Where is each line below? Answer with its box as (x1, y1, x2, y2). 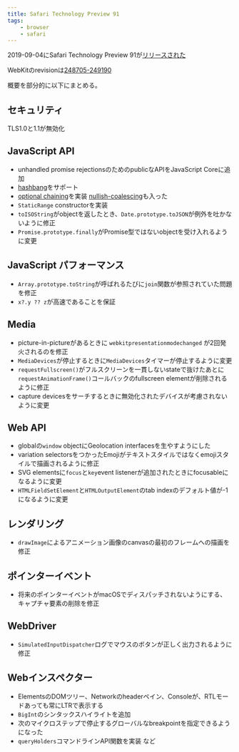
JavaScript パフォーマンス (7, 259, 125, 272)
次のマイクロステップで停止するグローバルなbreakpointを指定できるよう (17, 718, 230, 727)
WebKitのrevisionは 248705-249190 (7, 66, 112, 75)
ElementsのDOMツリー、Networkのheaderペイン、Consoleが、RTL (17, 692, 216, 701)
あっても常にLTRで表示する (24, 701, 104, 709)
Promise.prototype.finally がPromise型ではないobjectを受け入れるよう (17, 227, 228, 236)
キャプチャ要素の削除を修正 (17, 599, 100, 607)
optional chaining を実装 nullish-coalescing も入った (17, 192, 168, 200)
